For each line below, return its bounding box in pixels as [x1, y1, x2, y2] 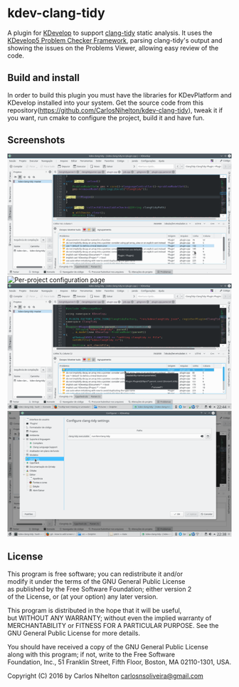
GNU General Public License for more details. [7, 629, 141, 637]
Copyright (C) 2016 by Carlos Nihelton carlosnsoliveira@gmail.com [7, 671, 204, 680]
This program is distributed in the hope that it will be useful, [7, 606, 182, 614]
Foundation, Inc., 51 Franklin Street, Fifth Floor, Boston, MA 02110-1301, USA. [7, 657, 232, 666]
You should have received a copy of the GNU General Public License [7, 642, 208, 651]
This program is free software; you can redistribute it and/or [7, 570, 184, 578]
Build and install [7, 72, 80, 84]
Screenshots [7, 134, 65, 147]
